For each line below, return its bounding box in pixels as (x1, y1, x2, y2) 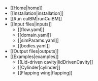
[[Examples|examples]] (10, 53, 59, 60)
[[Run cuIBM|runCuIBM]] (10, 16, 62, 21)
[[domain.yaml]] (17, 32, 51, 38)
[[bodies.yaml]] (17, 43, 50, 48)
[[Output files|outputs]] (10, 48, 59, 54)
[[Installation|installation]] (10, 10, 63, 16)
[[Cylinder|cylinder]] (17, 64, 60, 70)
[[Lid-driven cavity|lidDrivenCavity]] (17, 59, 93, 65)
